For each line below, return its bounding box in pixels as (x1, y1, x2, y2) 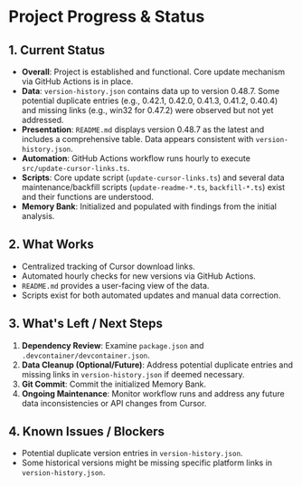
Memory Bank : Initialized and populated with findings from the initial (21, 201, 278, 212)
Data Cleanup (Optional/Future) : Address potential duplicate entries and (21, 359, 294, 370)
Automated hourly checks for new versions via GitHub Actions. (21, 270, 257, 282)
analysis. (21, 211, 55, 221)
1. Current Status (8, 43, 106, 58)
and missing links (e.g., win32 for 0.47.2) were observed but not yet (21, 105, 274, 115)
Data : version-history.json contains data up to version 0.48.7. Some (21, 86, 280, 96)
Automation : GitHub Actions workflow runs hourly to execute (21, 153, 250, 164)
